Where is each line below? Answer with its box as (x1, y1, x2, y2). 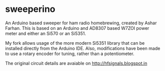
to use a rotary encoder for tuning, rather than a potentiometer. (5, 51, 135, 57)
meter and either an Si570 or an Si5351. (5, 30, 86, 36)
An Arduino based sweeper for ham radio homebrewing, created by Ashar (5, 20, 157, 26)
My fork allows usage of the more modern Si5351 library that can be (5, 40, 145, 46)
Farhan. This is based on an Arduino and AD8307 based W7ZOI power (5, 25, 150, 31)
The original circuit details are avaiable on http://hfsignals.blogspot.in (5, 60, 148, 66)
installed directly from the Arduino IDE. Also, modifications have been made (5, 45, 161, 51)
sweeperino (5, 3, 56, 15)
